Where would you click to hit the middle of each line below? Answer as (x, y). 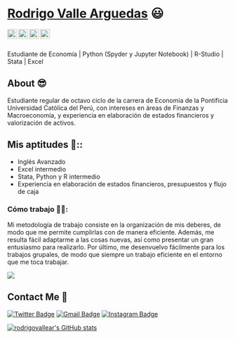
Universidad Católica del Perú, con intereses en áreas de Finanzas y (106, 108)
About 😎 (27, 84)
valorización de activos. (41, 123)
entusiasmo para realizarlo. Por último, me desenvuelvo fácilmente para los (116, 247)
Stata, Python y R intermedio (59, 177)
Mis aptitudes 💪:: (45, 145)
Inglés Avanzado (41, 161)
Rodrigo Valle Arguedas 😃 (86, 14)
